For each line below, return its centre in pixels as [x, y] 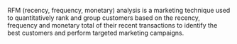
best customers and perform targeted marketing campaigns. [96, 33]
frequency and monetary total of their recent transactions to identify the [112, 25]
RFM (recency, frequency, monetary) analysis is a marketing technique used [119, 10]
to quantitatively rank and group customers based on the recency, [104, 18]
